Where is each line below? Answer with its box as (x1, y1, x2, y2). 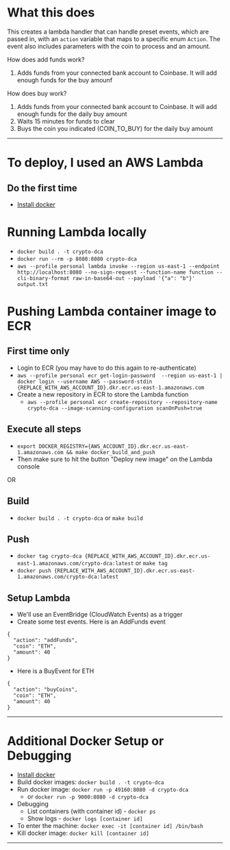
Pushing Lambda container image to (7, 304, 217, 320)
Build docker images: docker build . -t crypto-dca (16, 778, 164, 786)
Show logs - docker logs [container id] (27, 814, 143, 823)
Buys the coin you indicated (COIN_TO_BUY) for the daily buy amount (16, 124, 214, 132)
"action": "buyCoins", (13, 686, 78, 694)
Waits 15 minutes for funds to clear (16, 117, 115, 125)
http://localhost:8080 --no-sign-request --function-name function (16, 269, 214, 276)
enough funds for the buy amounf (16, 75, 113, 84)
